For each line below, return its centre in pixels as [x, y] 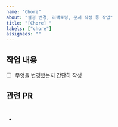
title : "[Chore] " [29, 23]
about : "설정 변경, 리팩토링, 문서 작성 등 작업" [60, 17]
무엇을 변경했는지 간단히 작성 [48, 75]
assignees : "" [24, 34]
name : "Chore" [24, 12]
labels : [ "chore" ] [29, 28]
